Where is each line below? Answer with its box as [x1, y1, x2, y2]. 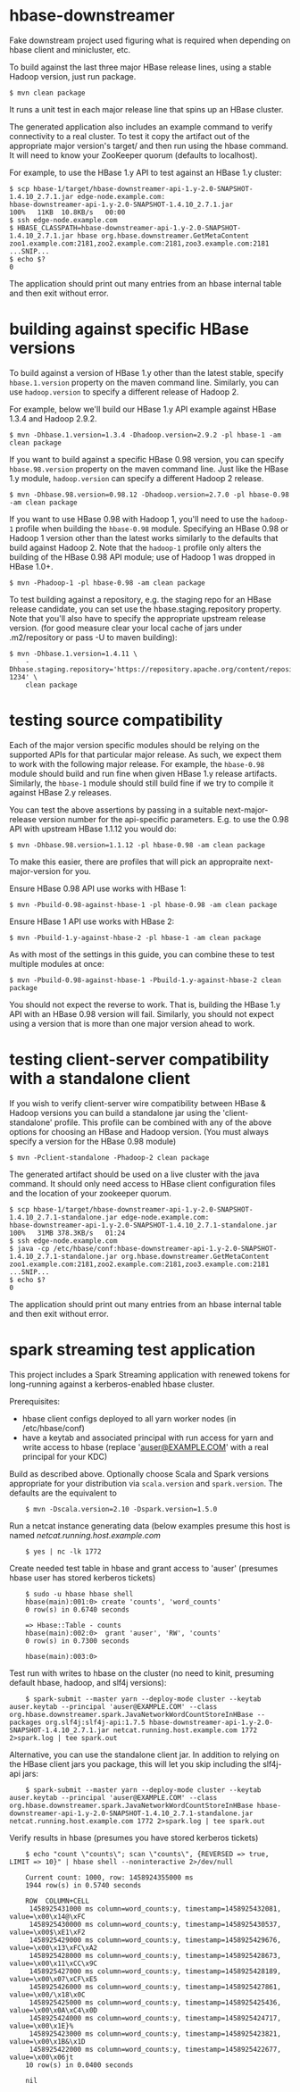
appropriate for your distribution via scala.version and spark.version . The [9, 1478, 283, 1488]
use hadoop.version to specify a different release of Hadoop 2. [9, 386, 239, 397]
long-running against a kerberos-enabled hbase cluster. [9, 1379, 215, 1389]
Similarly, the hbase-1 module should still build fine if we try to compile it [9, 778, 274, 788]
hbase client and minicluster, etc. [9, 44, 131, 54]
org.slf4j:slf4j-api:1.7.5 [45, 1718, 146, 1727]
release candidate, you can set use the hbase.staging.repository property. [9, 604, 282, 614]
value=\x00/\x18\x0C [9, 1990, 87, 1999]
